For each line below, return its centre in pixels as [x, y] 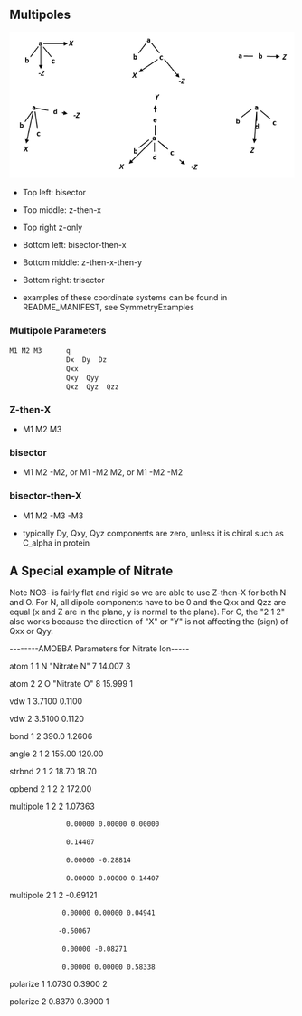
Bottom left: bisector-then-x [74, 245]
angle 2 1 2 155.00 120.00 [57, 754]
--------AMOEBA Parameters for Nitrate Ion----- [99, 649]
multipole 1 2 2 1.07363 [52, 807]
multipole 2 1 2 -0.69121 [53, 896]
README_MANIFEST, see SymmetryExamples [108, 308]
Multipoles [40, 15]
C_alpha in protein [56, 543]
